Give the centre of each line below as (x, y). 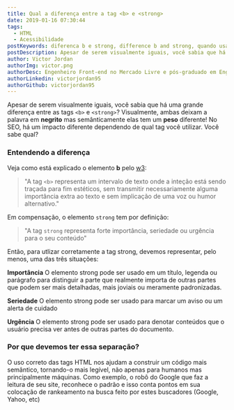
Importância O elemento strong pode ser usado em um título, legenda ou (112, 272)
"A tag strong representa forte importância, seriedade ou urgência (119, 230)
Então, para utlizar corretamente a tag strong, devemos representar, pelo (112, 251)
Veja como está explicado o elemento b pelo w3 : (77, 167)
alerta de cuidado (32, 308)
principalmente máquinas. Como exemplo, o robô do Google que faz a (108, 377)
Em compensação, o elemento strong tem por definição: (88, 217)
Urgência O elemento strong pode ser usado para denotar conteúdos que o (116, 321)
